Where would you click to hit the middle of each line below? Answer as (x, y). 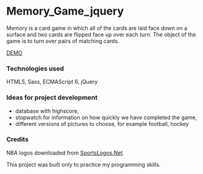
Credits (17, 139)
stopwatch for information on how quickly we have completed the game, (106, 117)
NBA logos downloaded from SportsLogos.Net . (66, 153)
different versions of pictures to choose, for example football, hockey (102, 124)
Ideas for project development (52, 97)
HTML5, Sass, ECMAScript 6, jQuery (52, 82)
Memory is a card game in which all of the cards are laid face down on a (97, 28)
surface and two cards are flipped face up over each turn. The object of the (101, 34)
